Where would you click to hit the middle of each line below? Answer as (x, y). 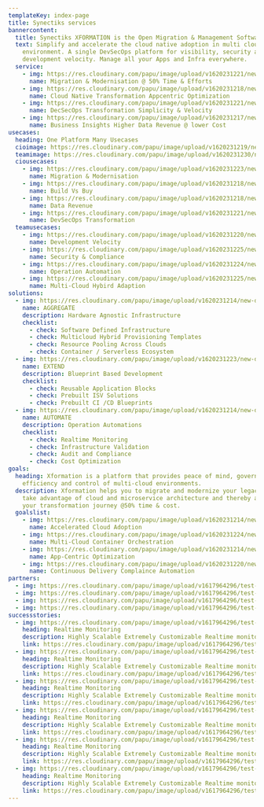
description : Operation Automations (82, 425)
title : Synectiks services (52, 23)
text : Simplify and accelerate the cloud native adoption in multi (128, 45)
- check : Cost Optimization (75, 462)
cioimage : (31, 147)
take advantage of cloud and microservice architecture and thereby (137, 498)
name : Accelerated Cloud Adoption (86, 528)
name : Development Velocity (75, 242)
